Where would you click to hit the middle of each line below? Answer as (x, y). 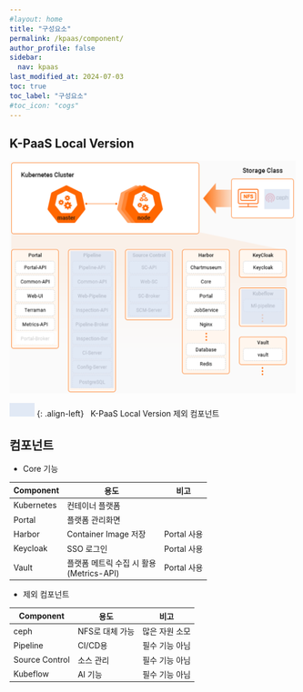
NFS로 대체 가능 (106, 631)
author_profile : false (52, 48)
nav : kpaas (38, 67)
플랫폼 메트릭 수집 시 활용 (111, 563)
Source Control (41, 660)
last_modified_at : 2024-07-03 (67, 77)
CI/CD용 (92, 646)
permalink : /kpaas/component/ (67, 38)
